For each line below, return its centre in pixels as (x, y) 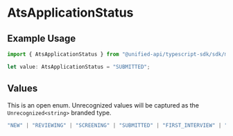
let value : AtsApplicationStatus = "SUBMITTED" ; (79, 67)
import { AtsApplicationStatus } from (63, 54)
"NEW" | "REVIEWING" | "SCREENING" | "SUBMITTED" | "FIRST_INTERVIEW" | (114, 125)
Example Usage (42, 39)
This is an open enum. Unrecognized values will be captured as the (103, 105)
